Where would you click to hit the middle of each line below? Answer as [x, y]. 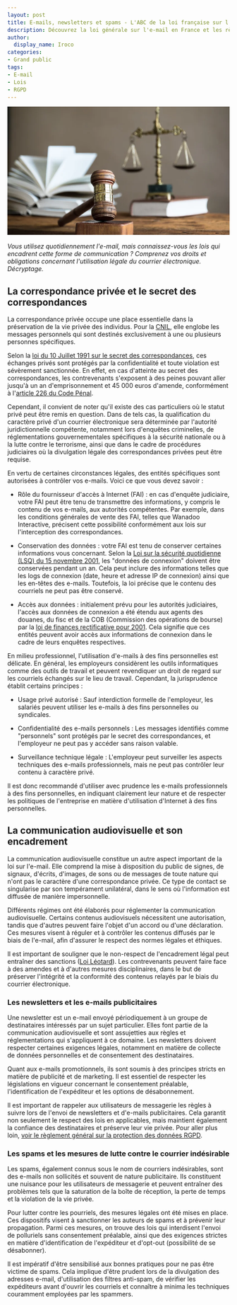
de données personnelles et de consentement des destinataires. [101, 1055]
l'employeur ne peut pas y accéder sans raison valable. [98, 743]
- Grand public [30, 60]
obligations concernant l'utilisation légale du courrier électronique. [104, 261]
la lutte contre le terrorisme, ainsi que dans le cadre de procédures [104, 444]
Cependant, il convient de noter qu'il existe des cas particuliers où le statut [116, 406]
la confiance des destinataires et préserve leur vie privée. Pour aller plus [113, 1128]
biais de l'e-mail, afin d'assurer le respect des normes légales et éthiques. [115, 940]
